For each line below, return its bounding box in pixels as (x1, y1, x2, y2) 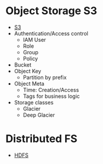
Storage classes (14, 99, 54, 106)
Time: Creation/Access (22, 86, 79, 93)
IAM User (22, 36, 46, 43)
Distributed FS (5, 132, 78, 146)
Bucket (14, 61, 32, 68)
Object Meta (14, 80, 45, 87)
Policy (22, 55, 38, 62)
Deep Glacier (22, 111, 56, 119)
